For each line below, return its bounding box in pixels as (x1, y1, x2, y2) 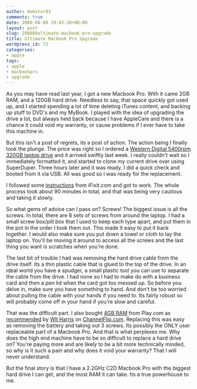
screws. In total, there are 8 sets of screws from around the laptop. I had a (6, 212, 185, 219)
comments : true (6, 14, 43, 20)
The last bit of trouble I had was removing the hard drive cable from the (6, 254, 179, 261)
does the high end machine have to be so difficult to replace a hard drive (6, 334, 182, 341)
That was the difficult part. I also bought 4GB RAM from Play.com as (6, 310, 171, 317)
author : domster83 (6, 8, 51, 15)
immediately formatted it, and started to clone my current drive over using (6, 158, 185, 165)
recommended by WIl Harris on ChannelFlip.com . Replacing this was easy (6, 316, 185, 323)
